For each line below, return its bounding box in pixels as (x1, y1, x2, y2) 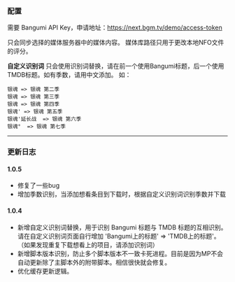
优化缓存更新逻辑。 (17, 267, 73, 275)
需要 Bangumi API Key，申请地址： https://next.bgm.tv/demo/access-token (7, 23, 222, 32)
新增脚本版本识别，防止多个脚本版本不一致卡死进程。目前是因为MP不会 (17, 249, 224, 258)
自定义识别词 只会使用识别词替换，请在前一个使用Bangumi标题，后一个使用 (7, 62, 225, 71)
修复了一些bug (17, 181, 60, 190)
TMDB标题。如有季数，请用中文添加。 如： (7, 71, 131, 79)
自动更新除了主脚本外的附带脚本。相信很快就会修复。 (17, 258, 171, 267)
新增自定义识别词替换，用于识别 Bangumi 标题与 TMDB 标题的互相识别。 (17, 223, 227, 232)
